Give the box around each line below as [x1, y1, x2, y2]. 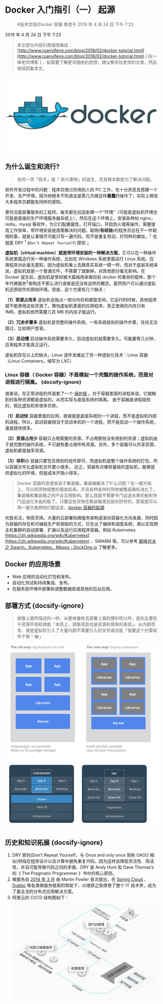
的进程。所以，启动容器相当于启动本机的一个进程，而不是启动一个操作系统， [5, 419, 158, 425]
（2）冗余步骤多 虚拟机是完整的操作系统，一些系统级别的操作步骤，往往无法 [5, 319, 158, 325]
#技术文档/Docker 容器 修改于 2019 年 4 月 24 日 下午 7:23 [16, 21, 134, 27]
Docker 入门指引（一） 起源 [5, 4, 115, 16]
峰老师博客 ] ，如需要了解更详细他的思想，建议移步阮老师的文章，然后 [16, 59, 157, 65]
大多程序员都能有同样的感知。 [5, 198, 65, 204]
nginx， [140, 215, 156, 221]
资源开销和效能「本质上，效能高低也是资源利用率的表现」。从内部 [21, 621, 151, 627]
